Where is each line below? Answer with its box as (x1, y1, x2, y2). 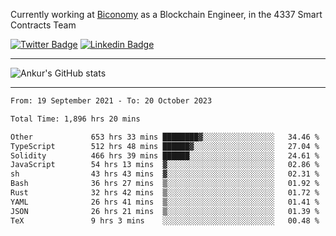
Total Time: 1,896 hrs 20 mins (10, 114, 141, 124)
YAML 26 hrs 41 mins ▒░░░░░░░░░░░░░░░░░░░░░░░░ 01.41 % (10, 197, 320, 207)
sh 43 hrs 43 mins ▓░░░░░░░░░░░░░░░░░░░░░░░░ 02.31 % (10, 169, 320, 179)
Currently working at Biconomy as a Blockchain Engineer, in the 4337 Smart (10, 9, 323, 20)
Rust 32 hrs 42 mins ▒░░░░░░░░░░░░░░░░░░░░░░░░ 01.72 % (10, 188, 320, 198)
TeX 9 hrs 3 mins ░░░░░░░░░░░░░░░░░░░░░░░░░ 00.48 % (10, 215, 320, 226)
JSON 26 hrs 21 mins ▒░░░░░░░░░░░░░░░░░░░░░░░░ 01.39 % (10, 206, 320, 216)
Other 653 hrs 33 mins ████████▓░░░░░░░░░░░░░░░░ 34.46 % (10, 132, 320, 142)
